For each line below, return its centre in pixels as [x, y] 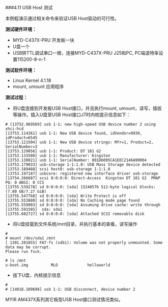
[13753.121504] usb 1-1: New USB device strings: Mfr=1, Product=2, [79, 142]
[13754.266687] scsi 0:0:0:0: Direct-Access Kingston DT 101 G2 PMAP [83, 178]
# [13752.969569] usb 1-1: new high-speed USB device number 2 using [81, 124]
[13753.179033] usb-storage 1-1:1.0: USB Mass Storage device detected [83, 165]
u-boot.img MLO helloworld [58, 265]
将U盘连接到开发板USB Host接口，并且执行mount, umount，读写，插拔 [87, 108]
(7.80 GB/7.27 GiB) [26, 191]
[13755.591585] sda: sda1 [34, 209]
